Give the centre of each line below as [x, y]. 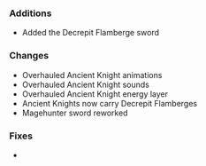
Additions [31, 13]
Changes [29, 56]
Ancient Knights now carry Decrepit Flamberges [109, 103]
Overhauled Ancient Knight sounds [86, 84]
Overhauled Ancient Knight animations [92, 75]
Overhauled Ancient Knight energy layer [95, 94]
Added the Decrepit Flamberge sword [91, 33]
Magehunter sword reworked [75, 113]
